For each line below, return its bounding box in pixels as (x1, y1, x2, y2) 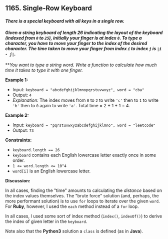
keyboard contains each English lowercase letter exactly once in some (12, 152, 156, 158)
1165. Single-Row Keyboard (5, 4, 92, 13)
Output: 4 (12, 92, 31, 98)
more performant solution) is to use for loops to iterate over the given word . (5, 198, 160, 204)
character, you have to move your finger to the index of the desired (5, 40, 147, 46)
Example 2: (5, 112, 29, 118)
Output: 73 (12, 127, 34, 133)
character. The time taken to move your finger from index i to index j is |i (5, 45, 161, 52)
